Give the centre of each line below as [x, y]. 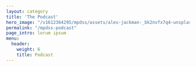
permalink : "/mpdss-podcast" [41, 28]
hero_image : [20, 22]
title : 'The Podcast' [32, 17]
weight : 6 [29, 50]
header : [21, 44]
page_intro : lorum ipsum [36, 33]
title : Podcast [35, 55]
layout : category [27, 11]
